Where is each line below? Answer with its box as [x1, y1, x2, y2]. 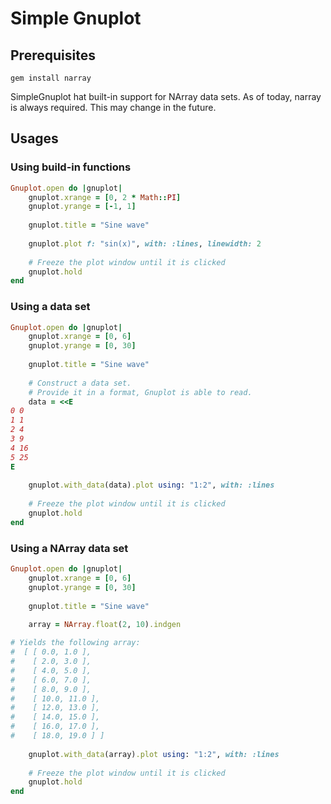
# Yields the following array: [10, 638, 141, 648]
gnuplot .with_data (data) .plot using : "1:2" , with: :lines [28, 480, 275, 491]
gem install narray [10, 73, 92, 83]
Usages [10, 130, 59, 147]
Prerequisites [10, 47, 96, 64]
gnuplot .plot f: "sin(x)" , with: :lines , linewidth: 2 [28, 238, 262, 249]
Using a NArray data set [10, 541, 129, 555]
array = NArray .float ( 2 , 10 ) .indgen [28, 620, 182, 630]
